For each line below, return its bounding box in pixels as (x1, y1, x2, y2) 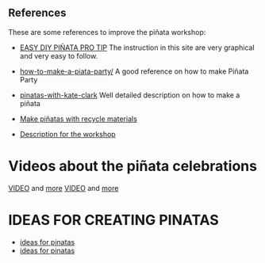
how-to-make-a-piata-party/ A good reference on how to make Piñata (19, 67, 249, 76)
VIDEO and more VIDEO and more (8, 183, 119, 192)
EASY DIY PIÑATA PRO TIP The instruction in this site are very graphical (19, 43, 255, 52)
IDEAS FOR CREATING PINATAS (8, 211, 220, 229)
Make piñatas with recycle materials (19, 114, 137, 124)
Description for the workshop (19, 129, 117, 139)
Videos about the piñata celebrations (8, 158, 258, 175)
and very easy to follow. (19, 51, 98, 60)
